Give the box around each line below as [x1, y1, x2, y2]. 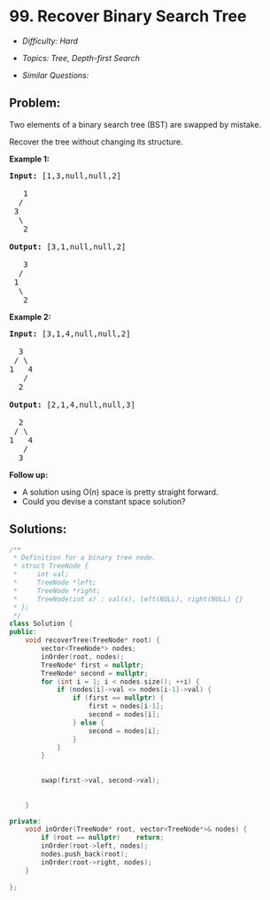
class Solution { [9, 619, 73, 629]
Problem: [9, 96, 61, 111]
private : [9, 817, 42, 826]
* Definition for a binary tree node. [12, 553, 157, 562]
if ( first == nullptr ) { [72, 693, 165, 702]
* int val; [12, 570, 69, 579]
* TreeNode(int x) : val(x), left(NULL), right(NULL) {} [12, 594, 243, 604]
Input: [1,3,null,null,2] [9, 170, 122, 181]
